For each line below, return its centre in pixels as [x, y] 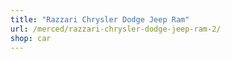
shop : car [31, 38]
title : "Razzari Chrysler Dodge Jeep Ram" [100, 19]
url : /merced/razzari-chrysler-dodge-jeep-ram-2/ [116, 29]
